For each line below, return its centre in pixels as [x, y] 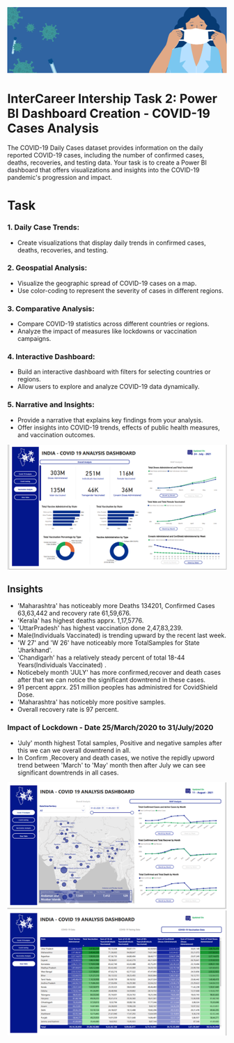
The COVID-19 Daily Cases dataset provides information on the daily [105, 148]
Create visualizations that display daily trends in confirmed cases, [112, 243]
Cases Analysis [53, 129]
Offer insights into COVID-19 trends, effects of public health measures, [119, 427]
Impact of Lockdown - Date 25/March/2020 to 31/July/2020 [110, 728]
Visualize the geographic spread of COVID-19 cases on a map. [107, 283]
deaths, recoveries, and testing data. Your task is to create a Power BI [107, 162]
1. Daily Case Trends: [44, 227]
